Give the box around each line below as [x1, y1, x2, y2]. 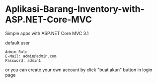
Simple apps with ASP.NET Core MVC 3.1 [5, 30, 89, 36]
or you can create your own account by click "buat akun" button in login [5, 67, 153, 73]
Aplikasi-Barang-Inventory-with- [5, 3, 145, 15]
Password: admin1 [5, 58, 41, 63]
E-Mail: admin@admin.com [5, 53, 57, 59]
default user [5, 40, 30, 45]
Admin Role [5, 49, 28, 54]
